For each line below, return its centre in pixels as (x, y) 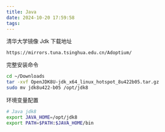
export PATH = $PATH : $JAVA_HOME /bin (50, 123)
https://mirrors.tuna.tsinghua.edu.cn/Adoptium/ (69, 53)
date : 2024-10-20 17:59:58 (40, 18)
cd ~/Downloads (26, 77)
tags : (13, 23)
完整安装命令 (22, 65)
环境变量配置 (22, 100)
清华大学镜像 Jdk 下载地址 (39, 41)
